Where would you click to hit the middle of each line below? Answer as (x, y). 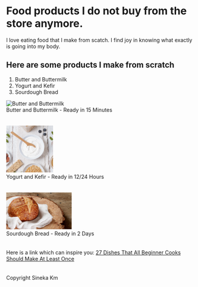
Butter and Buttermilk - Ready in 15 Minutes (59, 110)
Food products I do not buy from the (97, 11)
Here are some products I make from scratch (90, 65)
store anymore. (45, 23)
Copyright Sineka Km (32, 277)
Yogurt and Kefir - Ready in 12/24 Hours (55, 176)
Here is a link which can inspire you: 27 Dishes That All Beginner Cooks (94, 252)
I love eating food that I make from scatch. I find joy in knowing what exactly (99, 40)
